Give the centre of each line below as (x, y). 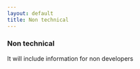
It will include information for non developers (70, 58)
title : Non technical (38, 20)
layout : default (30, 13)
